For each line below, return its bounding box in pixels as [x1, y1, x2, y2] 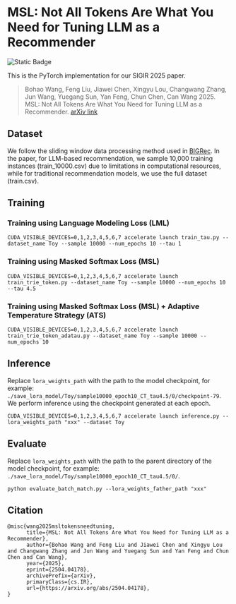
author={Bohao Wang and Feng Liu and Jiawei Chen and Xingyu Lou [25, 541, 223, 549]
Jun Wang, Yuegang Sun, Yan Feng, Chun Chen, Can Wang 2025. [24, 92, 216, 101]
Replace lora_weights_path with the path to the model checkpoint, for [7, 376, 211, 385]
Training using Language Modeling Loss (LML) [7, 218, 170, 228]
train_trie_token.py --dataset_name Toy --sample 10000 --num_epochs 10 [7, 279, 226, 286]
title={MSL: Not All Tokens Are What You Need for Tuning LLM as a [25, 529, 230, 536]
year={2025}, [25, 560, 65, 567]
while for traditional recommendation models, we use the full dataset [7, 169, 207, 177]
